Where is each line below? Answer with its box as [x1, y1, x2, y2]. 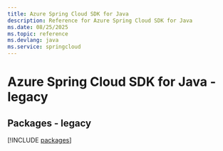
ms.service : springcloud [7, 43, 81, 50]
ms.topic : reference [7, 30, 69, 38]
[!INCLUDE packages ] [7, 136, 72, 144]
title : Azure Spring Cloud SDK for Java [7, 10, 130, 18]
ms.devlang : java [7, 37, 59, 44]
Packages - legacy [7, 117, 91, 129]
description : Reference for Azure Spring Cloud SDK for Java [7, 17, 193, 24]
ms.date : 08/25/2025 [7, 23, 69, 30]
